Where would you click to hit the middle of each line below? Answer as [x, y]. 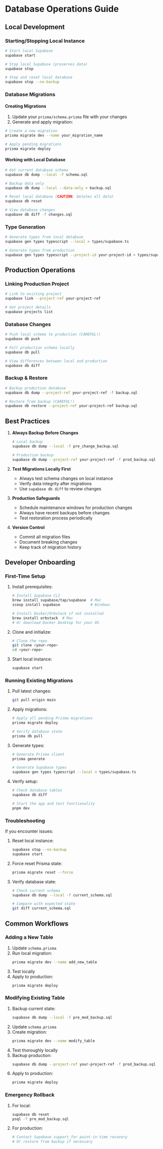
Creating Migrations [26, 106]
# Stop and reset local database [39, 77]
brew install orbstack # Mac [43, 618]
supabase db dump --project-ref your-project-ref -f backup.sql [71, 393]
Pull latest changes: [32, 691]
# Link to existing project [33, 294]
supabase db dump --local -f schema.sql [47, 174]
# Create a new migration [31, 131]
